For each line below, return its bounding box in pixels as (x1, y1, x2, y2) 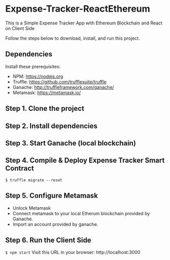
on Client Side (5, 25, 35, 31)
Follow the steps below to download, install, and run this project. (5, 35, 140, 41)
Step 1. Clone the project (5, 104, 84, 113)
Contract (5, 164, 34, 173)
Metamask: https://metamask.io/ (12, 90, 81, 96)
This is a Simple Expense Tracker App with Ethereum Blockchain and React (5, 20, 163, 26)
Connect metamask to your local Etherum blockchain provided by (12, 210, 150, 216)
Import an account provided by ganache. (12, 221, 98, 227)
